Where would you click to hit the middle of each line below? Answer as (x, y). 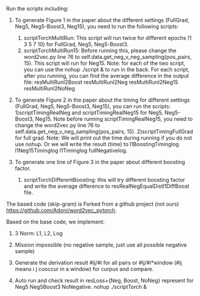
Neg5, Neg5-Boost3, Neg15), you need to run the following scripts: (96, 26)
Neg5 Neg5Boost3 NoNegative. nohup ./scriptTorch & (81, 287)
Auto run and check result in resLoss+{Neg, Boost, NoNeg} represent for (104, 281)
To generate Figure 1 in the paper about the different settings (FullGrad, (102, 20)
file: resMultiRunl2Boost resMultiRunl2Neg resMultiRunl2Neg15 (101, 82)
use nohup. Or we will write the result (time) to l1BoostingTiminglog (97, 144)
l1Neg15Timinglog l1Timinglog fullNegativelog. (71, 150)
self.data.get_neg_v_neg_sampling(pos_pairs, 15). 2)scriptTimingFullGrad (104, 131)
